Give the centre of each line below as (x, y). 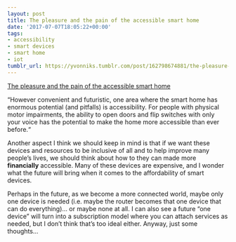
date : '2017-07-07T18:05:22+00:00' (59, 27)
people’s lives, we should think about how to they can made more (102, 158)
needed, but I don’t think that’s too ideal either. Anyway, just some (103, 223)
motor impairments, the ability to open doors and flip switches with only (111, 114)
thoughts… (23, 231)
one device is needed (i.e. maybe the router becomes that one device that (114, 201)
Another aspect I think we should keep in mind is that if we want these (109, 143)
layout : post (26, 14)
